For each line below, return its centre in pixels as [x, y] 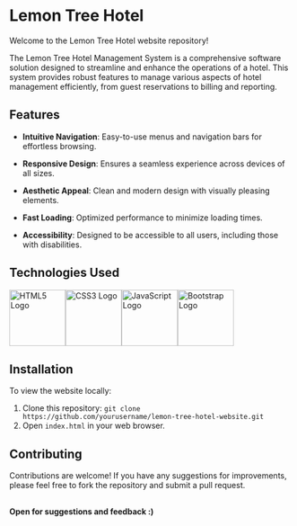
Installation [41, 369]
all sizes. [39, 173]
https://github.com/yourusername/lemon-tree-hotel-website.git [143, 417]
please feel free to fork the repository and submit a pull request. [127, 486]
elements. [41, 200]
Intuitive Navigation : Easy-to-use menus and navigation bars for [142, 137]
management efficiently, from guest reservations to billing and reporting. [144, 86]
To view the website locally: [61, 391]
